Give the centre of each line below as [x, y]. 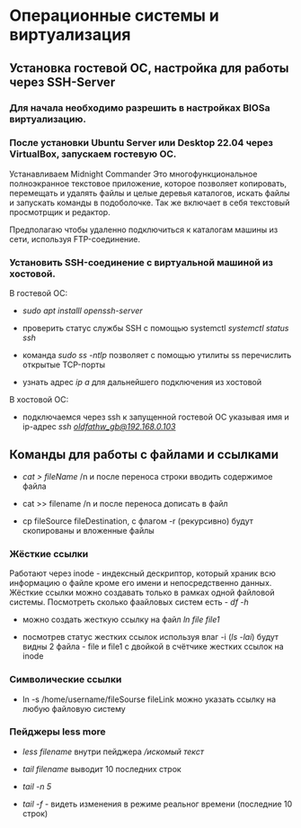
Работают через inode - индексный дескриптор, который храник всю [143, 573]
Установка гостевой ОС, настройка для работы [149, 68]
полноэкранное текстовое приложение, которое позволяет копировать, [148, 183]
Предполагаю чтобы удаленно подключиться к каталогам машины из [144, 229]
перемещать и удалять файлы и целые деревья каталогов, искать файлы [150, 193]
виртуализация [70, 35]
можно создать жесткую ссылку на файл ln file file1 [121, 620]
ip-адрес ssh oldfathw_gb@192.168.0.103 [99, 427]
